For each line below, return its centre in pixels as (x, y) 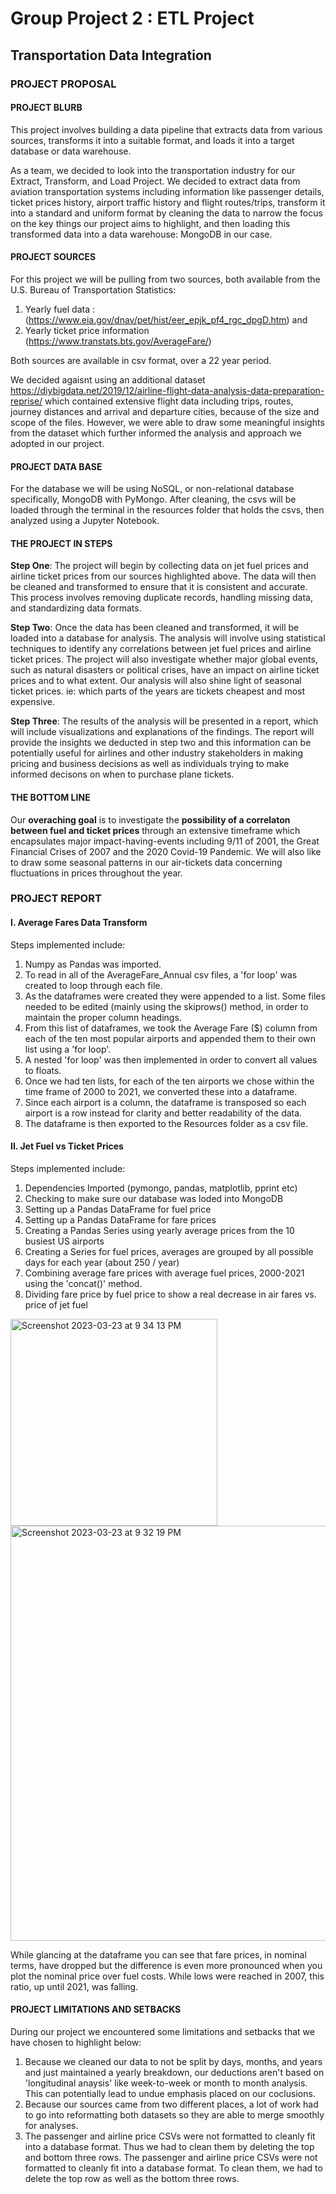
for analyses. (51, 2126)
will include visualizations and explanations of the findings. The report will (162, 732)
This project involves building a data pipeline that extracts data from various (166, 129)
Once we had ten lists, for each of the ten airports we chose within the (169, 1081)
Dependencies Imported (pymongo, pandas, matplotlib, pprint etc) (161, 1188)
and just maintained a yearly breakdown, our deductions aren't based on (174, 2073)
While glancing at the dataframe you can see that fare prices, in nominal (158, 1954)
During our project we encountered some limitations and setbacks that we (162, 2032)
